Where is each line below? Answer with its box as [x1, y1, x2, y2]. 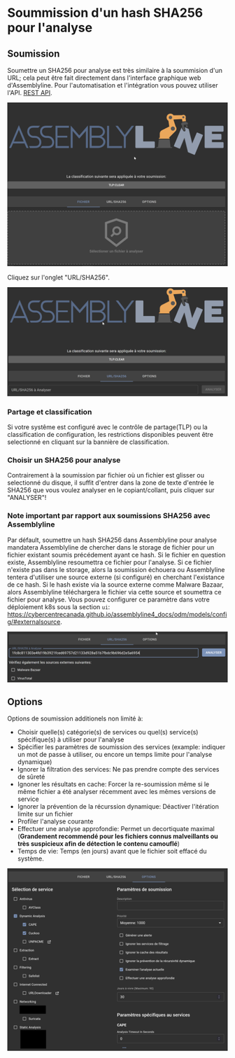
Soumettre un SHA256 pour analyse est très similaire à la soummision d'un [7, 67, 222, 74]
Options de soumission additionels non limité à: [7, 714, 143, 723]
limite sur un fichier [17, 810, 73, 819]
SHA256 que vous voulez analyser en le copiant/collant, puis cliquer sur [7, 486, 215, 494]
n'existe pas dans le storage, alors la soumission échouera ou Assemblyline [7, 565, 225, 573]
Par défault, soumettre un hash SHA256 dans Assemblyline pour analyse [7, 536, 217, 544]
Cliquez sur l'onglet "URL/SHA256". [7, 273, 110, 281]
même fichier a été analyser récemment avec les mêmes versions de [17, 788, 216, 796]
